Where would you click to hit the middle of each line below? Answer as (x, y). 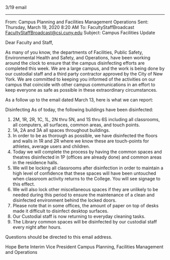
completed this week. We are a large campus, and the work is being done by (85, 68)
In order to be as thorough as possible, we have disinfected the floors (85, 136)
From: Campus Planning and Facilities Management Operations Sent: (77, 22)
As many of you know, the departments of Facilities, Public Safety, (74, 52)
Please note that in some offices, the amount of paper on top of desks (86, 206)
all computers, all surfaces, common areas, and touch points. (76, 125)
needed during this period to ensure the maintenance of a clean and (83, 195)
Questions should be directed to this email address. (59, 237)
